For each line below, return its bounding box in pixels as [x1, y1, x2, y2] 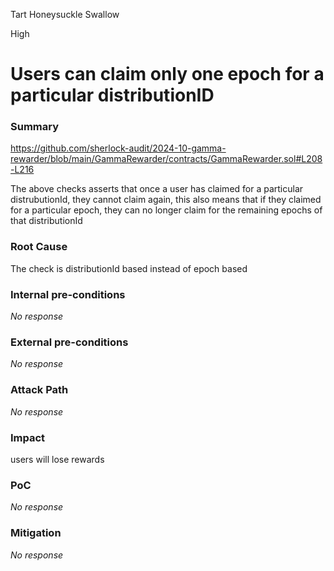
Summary [10, 120, 60, 134]
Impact [10, 430, 46, 444]
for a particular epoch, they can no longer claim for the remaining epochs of [10, 204, 323, 216]
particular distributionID [10, 84, 215, 107]
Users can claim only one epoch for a [10, 63, 325, 86]
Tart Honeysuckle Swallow [10, 9, 120, 20]
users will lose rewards [10, 453, 105, 465]
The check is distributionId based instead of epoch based [10, 262, 248, 274]
